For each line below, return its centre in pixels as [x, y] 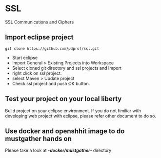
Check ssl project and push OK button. [51, 83]
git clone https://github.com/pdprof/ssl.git [52, 49]
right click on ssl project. [37, 73]
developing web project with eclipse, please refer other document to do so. [80, 116]
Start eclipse [25, 58]
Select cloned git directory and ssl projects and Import [67, 68]
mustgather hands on [39, 139]
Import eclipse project [39, 37]
